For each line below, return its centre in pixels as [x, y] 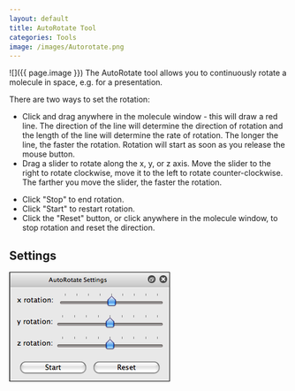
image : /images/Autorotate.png [67, 47]
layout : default [39, 19]
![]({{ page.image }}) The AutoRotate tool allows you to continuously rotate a [148, 73]
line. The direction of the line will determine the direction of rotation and [152, 126]
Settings [33, 255]
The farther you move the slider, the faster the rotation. [122, 182]
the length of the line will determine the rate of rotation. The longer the [150, 135]
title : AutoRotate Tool [53, 28]
